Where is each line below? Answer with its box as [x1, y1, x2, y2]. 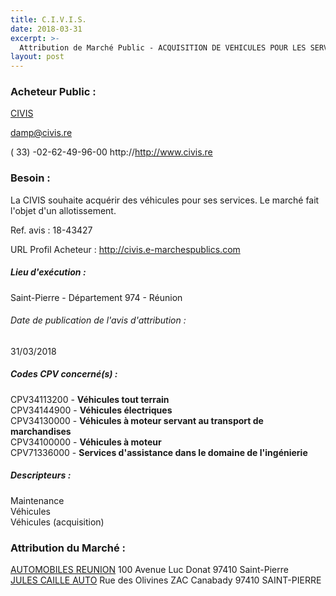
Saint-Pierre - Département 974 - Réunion [10, 291, 183, 303]
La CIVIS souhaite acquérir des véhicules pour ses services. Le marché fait [10, 194, 320, 206]
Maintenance [10, 494, 65, 506]
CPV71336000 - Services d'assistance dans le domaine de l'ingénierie [10, 446, 308, 458]
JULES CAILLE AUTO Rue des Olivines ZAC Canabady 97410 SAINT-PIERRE [10, 574, 322, 586]
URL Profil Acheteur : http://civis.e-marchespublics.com [10, 243, 241, 255]
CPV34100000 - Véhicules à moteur [10, 436, 162, 448]
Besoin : [10, 171, 51, 185]
